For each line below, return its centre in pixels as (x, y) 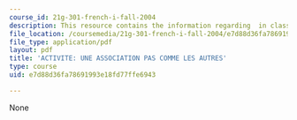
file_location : (37, 34)
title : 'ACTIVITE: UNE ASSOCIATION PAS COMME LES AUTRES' (118, 58)
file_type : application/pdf (61, 42)
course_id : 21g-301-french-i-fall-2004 (83, 17)
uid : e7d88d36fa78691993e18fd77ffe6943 (83, 75)
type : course (33, 67)
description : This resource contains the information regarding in (138, 26)
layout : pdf (31, 50)
